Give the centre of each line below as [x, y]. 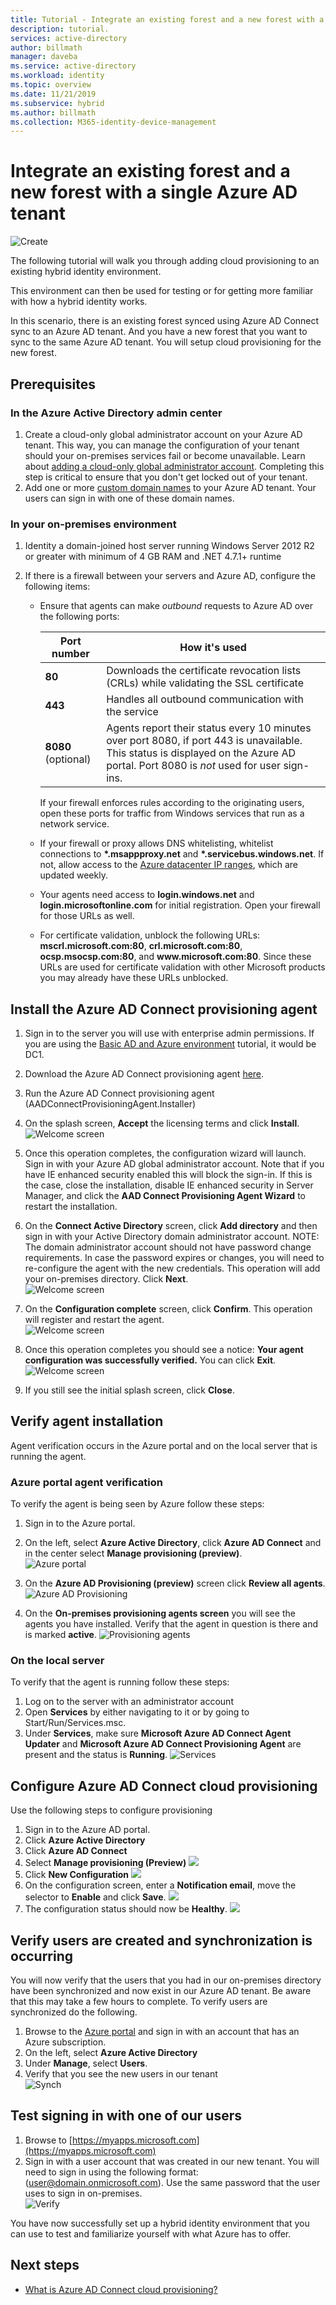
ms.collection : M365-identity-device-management [113, 122]
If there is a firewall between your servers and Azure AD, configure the [170, 576]
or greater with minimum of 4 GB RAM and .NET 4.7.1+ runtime [153, 557]
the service [132, 712]
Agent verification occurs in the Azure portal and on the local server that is [164, 1445]
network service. [74, 824]
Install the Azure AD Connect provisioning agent [164, 1009]
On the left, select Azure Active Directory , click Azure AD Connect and [173, 1543]
